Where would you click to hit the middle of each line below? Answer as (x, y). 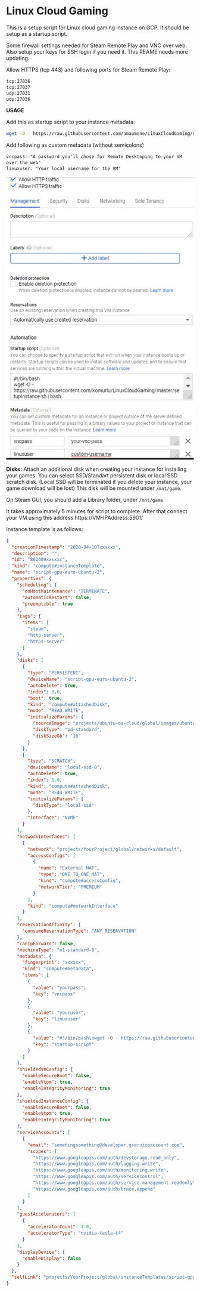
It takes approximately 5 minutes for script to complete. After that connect (97, 511)
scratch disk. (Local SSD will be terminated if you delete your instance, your (99, 482)
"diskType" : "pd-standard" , (67, 730)
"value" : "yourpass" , (59, 988)
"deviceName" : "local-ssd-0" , (65, 767)
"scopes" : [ (43, 1151)
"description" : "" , (36, 553)
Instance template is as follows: (45, 529)
